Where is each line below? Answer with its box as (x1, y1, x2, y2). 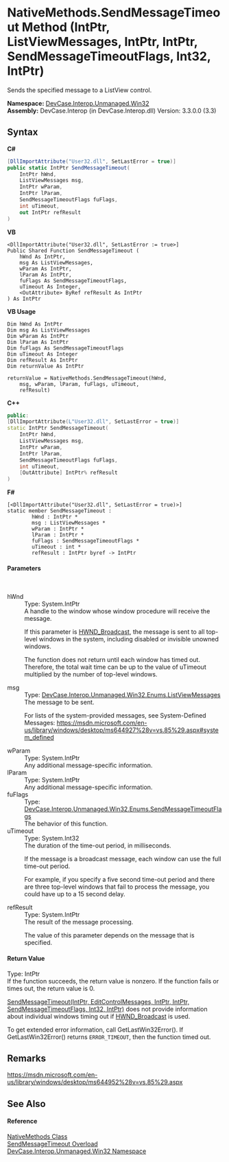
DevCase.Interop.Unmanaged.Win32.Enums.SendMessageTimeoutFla (24, 805, 222, 813)
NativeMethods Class (7, 1132, 68, 1141)
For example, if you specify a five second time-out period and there (24, 876, 215, 884)
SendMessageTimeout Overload (7, 1139, 98, 1148)
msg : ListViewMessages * (32, 520, 106, 527)
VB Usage (7, 307, 36, 315)
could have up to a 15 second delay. (24, 890, 125, 898)
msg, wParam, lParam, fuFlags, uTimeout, (19, 380, 139, 387)
